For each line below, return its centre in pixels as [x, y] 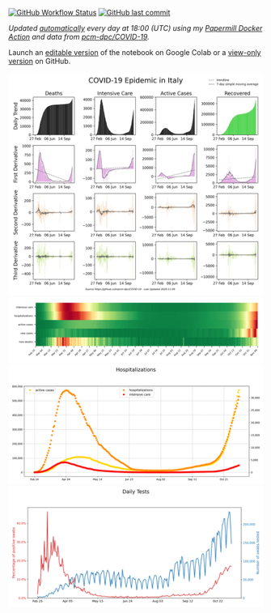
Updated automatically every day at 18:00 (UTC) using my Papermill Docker [135, 28]
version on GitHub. [40, 61]
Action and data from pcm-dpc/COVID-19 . [79, 37]
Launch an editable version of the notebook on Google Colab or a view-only [135, 52]
